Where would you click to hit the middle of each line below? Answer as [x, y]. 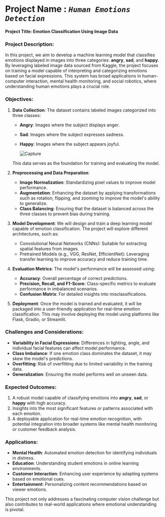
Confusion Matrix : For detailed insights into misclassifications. [83, 294]
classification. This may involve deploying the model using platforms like [85, 314]
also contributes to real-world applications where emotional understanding [81, 504]
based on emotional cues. [38, 479]
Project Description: [30, 44]
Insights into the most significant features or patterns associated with [82, 408]
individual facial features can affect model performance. [69, 348]
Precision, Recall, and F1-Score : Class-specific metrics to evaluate [88, 283]
